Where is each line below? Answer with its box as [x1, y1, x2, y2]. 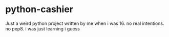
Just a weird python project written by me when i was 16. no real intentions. [5, 20, 164, 26]
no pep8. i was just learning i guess [5, 25, 80, 31]
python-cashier [5, 4, 73, 15]
